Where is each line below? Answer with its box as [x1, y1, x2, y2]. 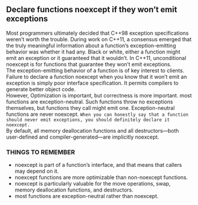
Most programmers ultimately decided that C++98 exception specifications [6, 29, 189, 36]
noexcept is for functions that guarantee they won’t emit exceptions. [6, 61, 172, 68]
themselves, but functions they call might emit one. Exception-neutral [6, 104, 175, 111]
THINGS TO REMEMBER [6, 148, 75, 156]
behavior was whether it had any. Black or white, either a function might [6, 48, 181, 55]
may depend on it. [14, 167, 59, 175]
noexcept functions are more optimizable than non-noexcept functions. [14, 174, 188, 181]
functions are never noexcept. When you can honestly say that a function [6, 110, 189, 117]
